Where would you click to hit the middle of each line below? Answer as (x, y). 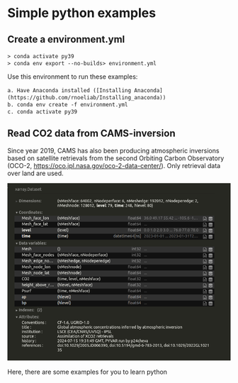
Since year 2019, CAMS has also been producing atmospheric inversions (113, 150)
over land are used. (35, 173)
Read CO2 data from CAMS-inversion (91, 134)
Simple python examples (82, 13)
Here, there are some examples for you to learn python (87, 372)
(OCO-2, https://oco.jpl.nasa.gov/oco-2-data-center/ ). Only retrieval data (114, 165)
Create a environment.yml (66, 39)
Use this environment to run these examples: (73, 77)
